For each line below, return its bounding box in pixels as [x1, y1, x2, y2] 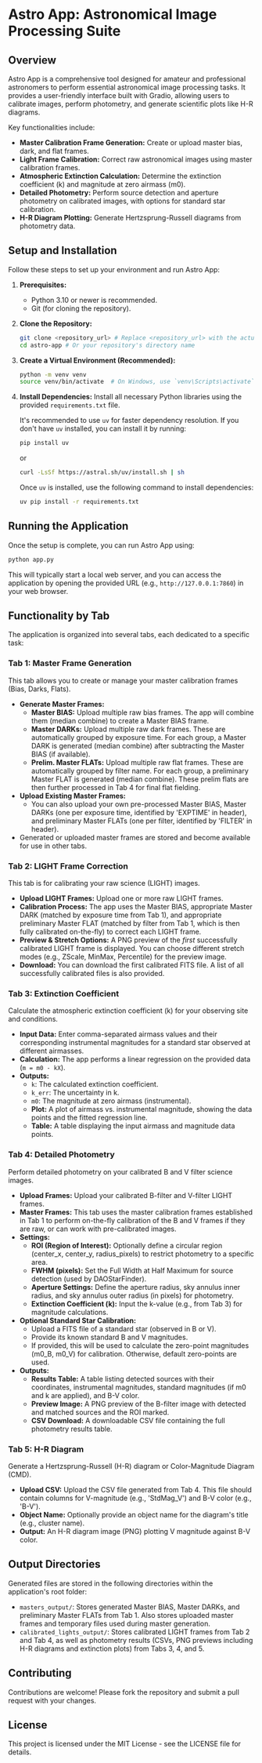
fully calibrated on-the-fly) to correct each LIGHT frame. [19, 927, 202, 937]
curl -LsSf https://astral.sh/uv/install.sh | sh [19, 468, 185, 476]
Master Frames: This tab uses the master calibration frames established [19, 1207, 253, 1217]
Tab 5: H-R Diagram [8, 1444, 84, 1455]
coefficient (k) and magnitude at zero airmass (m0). [19, 180, 186, 189]
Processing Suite [8, 22, 121, 40]
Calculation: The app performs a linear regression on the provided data [19, 1055, 251, 1064]
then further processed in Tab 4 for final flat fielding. [31, 782, 201, 792]
